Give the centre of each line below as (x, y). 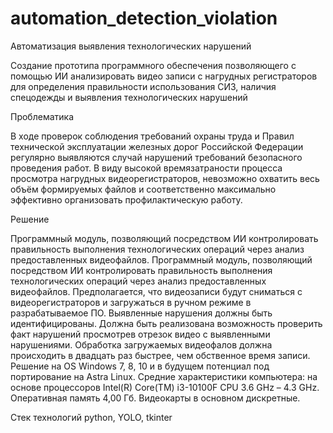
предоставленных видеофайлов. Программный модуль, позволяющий (161, 259)
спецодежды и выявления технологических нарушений (129, 97)
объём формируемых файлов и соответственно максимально (143, 189)
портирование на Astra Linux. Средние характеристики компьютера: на (164, 376)
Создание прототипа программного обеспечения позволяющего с (153, 65)
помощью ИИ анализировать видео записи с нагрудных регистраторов (164, 76)
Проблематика (42, 116)
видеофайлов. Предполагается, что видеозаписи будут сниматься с (156, 291)
